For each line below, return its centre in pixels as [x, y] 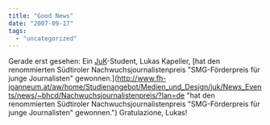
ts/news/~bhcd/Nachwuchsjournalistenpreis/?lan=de [97, 96]
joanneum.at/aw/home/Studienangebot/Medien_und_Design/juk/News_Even [135, 87]
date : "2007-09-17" [41, 23]
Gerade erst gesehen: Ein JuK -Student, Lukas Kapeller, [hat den [114, 61]
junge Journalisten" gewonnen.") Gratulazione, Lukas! [98, 113]
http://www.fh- [141, 78]
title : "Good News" [41, 16]
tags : [17, 31]
